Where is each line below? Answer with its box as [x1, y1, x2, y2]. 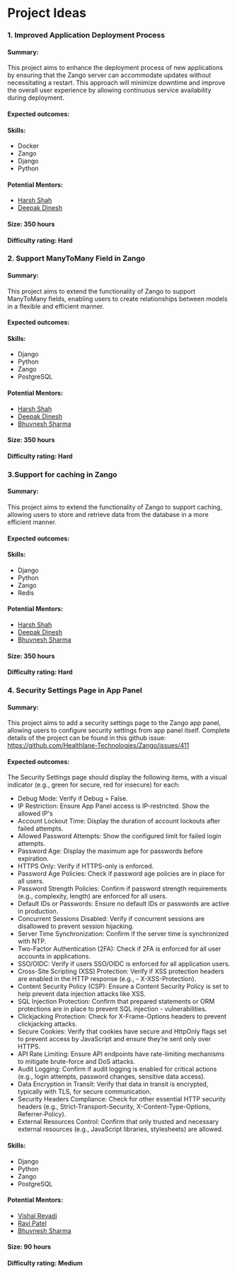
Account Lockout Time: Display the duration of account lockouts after [17, 817, 221, 826]
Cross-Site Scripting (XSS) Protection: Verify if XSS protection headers [17, 967, 224, 975]
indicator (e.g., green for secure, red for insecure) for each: [7, 780, 180, 789]
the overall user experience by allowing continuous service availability [7, 86, 212, 95]
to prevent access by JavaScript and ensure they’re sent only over [17, 1035, 212, 1043]
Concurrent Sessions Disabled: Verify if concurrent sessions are [17, 915, 205, 923]
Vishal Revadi [17, 1211, 58, 1220]
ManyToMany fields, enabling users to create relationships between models [7, 294, 228, 303]
